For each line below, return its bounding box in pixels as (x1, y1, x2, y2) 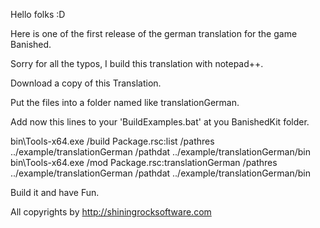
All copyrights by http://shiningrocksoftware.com (10, 206, 212, 218)
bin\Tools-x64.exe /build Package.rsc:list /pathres (10, 135, 215, 147)
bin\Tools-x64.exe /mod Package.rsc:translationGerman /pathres (10, 157, 278, 168)
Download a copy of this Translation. (10, 77, 162, 89)
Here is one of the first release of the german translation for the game (10, 28, 298, 39)
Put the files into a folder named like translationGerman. (10, 97, 240, 108)
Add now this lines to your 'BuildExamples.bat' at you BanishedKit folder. (10, 116, 310, 128)
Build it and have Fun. (10, 187, 100, 198)
